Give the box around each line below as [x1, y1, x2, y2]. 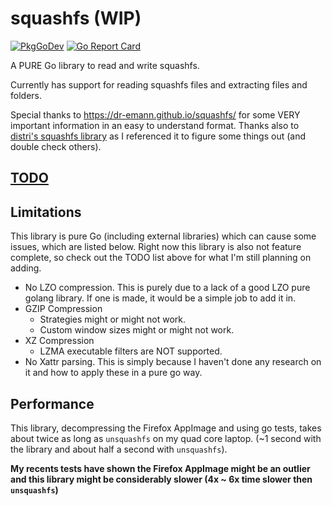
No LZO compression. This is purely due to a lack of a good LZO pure [24, 282, 311, 294]
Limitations [10, 203, 82, 221]
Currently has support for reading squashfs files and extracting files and [10, 78, 308, 91]
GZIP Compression [24, 303, 103, 315]
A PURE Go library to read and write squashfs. [10, 59, 200, 71]
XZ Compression [24, 335, 95, 347]
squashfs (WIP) [10, 7, 142, 30]
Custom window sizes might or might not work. [39, 324, 235, 336]
